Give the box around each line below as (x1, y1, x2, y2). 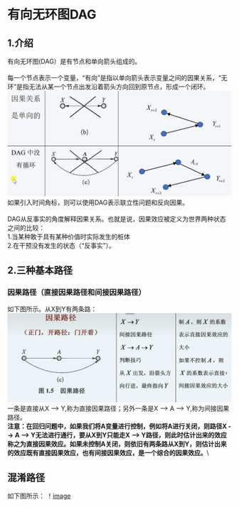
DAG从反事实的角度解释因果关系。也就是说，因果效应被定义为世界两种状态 (7, 214, 226, 224)
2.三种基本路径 (7, 264, 73, 276)
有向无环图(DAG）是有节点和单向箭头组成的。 (7, 58, 142, 65)
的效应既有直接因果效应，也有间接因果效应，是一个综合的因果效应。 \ (7, 449, 210, 457)
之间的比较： (7, 224, 45, 232)
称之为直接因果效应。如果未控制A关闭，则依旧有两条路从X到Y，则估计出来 (7, 440, 228, 448)
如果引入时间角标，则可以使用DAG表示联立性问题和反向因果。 (7, 198, 189, 207)
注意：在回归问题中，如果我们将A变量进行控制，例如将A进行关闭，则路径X (7, 422, 228, 430)
